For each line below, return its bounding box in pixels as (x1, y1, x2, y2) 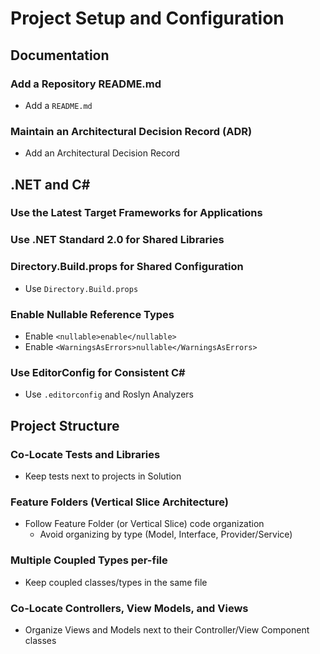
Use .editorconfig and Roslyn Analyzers (24, 388, 194, 401)
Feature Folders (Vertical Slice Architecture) (10, 495, 229, 509)
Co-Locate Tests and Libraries (10, 447, 161, 461)
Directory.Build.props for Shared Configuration (10, 260, 244, 274)
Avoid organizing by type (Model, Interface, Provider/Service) (39, 528, 293, 541)
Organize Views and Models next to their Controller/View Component (24, 623, 310, 636)
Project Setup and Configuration (10, 7, 285, 30)
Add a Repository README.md (10, 77, 162, 91)
